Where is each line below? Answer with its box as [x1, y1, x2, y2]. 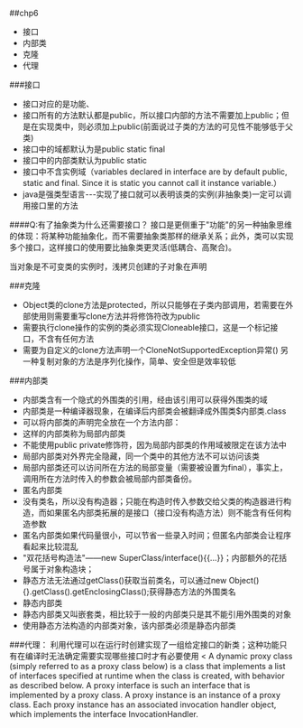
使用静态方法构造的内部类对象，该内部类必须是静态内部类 [22, 621, 236, 630]
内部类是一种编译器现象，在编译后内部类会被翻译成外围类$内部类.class [22, 406, 287, 416]
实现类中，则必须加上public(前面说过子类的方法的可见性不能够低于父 [38, 121, 294, 132]
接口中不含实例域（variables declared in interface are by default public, [22, 166, 288, 177]
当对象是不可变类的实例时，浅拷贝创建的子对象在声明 [9, 261, 207, 272]
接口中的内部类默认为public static [22, 155, 147, 165]
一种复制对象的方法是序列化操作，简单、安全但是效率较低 [22, 356, 236, 367]
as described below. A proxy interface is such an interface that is [9, 680, 251, 690]
